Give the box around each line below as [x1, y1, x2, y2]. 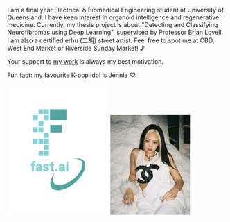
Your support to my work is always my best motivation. [7, 58, 164, 65]
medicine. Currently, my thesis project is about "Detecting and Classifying [7, 21, 218, 28]
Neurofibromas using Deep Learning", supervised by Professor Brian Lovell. [7, 28, 224, 36]
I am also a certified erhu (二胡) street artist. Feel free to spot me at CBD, [7, 36, 215, 44]
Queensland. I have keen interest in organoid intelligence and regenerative [7, 13, 220, 22]
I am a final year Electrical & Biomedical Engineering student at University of [7, 6, 224, 14]
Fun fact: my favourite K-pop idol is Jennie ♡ [7, 71, 136, 79]
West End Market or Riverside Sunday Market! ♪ [7, 44, 145, 52]
